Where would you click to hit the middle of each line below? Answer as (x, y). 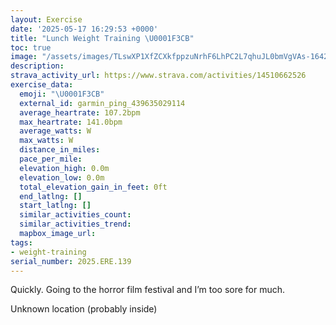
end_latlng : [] (51, 196)
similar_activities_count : (75, 215)
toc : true (31, 47)
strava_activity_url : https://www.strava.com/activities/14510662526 (158, 76)
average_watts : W (55, 131)
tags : (21, 242)
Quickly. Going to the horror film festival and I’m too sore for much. (148, 290)
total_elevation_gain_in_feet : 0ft (93, 187)
